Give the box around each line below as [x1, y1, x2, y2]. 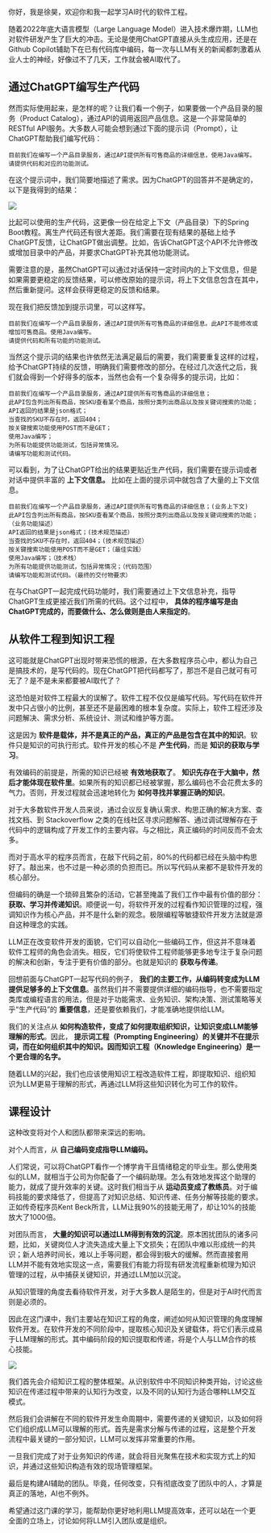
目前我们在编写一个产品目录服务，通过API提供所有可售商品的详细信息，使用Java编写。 [8, 151, 256, 159]
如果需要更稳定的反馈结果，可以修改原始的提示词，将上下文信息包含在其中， [8, 274, 263, 284]
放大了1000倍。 [8, 1213, 60, 1222]
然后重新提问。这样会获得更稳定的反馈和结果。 [8, 285, 164, 294]
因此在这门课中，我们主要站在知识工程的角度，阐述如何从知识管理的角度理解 [8, 1314, 263, 1324]
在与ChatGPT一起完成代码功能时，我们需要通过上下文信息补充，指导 [8, 586, 236, 595]
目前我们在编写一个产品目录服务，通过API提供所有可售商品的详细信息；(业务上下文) [8, 503, 248, 511]
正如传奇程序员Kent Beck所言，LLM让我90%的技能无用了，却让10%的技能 [8, 1202, 256, 1212]
